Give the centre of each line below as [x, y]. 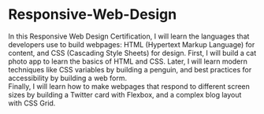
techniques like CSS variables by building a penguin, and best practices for [130, 69]
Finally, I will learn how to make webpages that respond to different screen [129, 86]
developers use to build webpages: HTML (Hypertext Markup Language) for [132, 44]
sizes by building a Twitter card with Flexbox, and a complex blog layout [125, 94]
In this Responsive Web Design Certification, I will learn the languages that [129, 36]
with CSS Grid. [32, 103]
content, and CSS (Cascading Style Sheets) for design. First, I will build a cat [132, 53]
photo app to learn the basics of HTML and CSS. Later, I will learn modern [128, 61]
